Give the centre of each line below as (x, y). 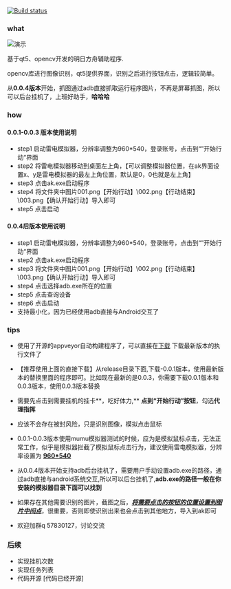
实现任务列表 (35, 570)
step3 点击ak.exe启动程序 (53, 183)
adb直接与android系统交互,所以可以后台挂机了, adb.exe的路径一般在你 (122, 479)
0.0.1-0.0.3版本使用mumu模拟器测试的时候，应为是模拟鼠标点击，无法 (116, 438)
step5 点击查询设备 (44, 294)
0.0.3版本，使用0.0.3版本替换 (58, 386)
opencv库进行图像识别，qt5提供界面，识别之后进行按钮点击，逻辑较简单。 (113, 74)
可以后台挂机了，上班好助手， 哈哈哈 (58, 97)
